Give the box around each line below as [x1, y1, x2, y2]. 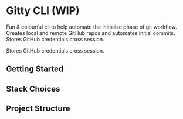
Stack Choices [6, 83, 60, 94]
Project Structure [6, 104, 70, 114]
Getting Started [6, 64, 64, 74]
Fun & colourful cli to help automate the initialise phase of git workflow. [6, 23, 177, 30]
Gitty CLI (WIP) [6, 4, 80, 17]
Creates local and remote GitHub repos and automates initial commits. [6, 29, 175, 36]
